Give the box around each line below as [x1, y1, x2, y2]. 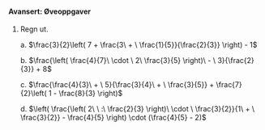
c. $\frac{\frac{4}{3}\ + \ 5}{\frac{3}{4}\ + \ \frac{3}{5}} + [19, 80, 215, 90]
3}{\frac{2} [217, 56, 255, 65]
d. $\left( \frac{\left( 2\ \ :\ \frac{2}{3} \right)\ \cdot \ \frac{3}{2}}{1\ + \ [19, 104, 255, 114]
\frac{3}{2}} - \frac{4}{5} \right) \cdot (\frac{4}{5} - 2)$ [19, 113, 207, 123]
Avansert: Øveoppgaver [8, 6, 92, 16]
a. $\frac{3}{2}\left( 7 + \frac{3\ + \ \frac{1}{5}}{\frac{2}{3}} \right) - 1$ [19, 40, 258, 50]
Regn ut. [19, 24, 49, 34]
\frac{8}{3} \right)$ [58, 89, 123, 99]
